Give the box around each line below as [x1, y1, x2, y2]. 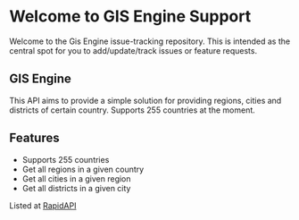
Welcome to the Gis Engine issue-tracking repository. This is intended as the [9, 36, 291, 47]
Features [9, 131, 60, 146]
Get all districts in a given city [21, 182, 131, 193]
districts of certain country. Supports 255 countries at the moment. [9, 105, 256, 115]
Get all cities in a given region [21, 173, 131, 184]
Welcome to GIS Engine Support [9, 6, 252, 27]
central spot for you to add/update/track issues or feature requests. [9, 45, 257, 55]
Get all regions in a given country [21, 164, 145, 174]
